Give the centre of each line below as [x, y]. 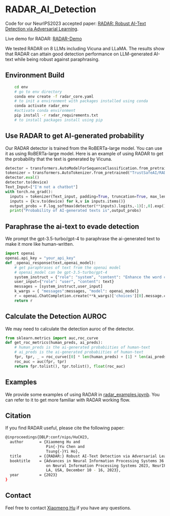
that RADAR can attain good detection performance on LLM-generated [79, 54]
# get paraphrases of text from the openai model [68, 268]
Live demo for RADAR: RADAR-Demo [44, 39]
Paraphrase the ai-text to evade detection [72, 226]
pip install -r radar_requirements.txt [56, 115]
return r [24, 301]
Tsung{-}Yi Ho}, [63, 451]
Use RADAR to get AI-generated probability [75, 136]
